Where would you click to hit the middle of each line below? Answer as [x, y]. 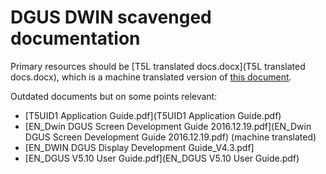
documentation [75, 38]
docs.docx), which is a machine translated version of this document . [151, 77]
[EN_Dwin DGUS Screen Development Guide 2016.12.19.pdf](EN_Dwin [168, 126]
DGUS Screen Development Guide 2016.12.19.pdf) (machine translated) [170, 137]
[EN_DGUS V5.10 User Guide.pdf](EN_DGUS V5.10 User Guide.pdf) [162, 158]
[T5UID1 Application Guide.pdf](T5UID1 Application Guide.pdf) [153, 115]
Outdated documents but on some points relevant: [114, 96]
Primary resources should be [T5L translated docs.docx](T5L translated [158, 66]
